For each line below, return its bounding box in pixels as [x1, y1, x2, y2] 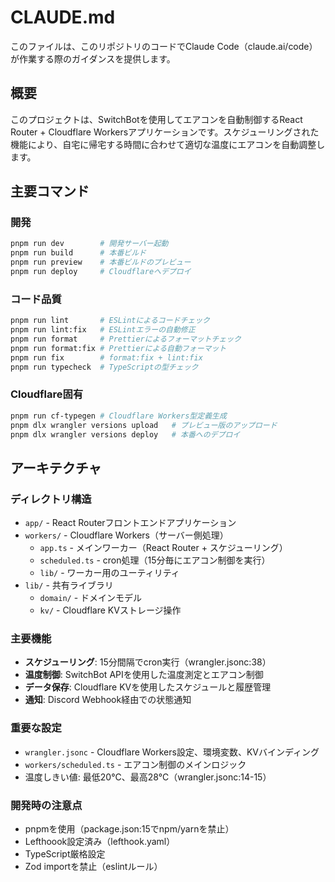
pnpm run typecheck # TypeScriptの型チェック [10, 362, 199, 372]
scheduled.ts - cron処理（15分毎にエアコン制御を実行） [39, 554, 271, 566]
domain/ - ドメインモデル [39, 592, 143, 604]
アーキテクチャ [10, 459, 102, 476]
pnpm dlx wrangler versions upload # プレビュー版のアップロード [10, 420, 278, 430]
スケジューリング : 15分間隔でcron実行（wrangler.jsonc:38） [24, 656, 272, 668]
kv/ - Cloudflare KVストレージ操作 [39, 604, 182, 616]
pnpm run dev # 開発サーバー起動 [10, 239, 169, 249]
